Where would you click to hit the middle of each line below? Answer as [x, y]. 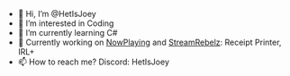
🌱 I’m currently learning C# [68, 33]
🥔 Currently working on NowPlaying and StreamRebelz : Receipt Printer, [150, 42]
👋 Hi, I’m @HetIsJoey [57, 14]
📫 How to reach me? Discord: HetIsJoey [93, 62]
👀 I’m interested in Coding [66, 23]
